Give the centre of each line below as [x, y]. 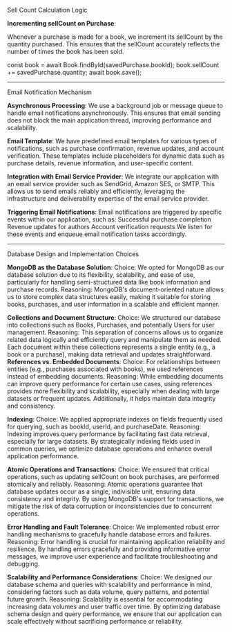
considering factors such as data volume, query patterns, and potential [108, 592]
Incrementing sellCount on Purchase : [61, 23]
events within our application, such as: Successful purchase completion [109, 219]
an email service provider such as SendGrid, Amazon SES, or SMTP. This [111, 184]
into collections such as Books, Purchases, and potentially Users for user [111, 325]
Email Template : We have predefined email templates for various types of [112, 141]
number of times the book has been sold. [66, 52]
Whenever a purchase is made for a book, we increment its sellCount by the [115, 37]
